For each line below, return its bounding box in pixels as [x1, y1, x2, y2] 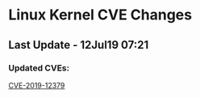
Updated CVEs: [8, 62, 70, 74]
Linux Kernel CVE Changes [8, 6, 192, 24]
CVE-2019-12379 [8, 80, 65, 90]
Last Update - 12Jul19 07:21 [8, 38, 149, 52]
